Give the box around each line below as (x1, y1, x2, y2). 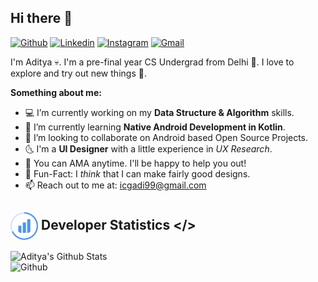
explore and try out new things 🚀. (10, 67, 147, 79)
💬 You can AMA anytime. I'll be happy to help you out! (24, 157, 247, 169)
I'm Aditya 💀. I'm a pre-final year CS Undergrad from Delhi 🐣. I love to (10, 56, 295, 68)
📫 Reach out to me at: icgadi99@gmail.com (24, 179, 207, 191)
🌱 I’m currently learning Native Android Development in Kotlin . (24, 121, 286, 133)
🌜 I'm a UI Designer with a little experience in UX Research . (24, 142, 273, 155)
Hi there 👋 (10, 10, 73, 27)
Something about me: (10, 86, 102, 98)
